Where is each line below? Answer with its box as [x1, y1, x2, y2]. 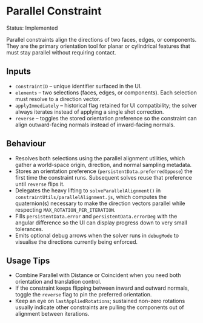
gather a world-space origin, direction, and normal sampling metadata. [15, 161, 192, 168]
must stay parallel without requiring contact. [6, 48, 116, 56]
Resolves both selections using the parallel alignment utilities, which [15, 154, 185, 161]
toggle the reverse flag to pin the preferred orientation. [15, 291, 152, 298]
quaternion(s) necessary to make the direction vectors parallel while [15, 200, 185, 207]
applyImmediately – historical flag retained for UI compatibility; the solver [15, 102, 197, 109]
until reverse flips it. [15, 180, 65, 188]
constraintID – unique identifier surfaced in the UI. [15, 82, 142, 90]
